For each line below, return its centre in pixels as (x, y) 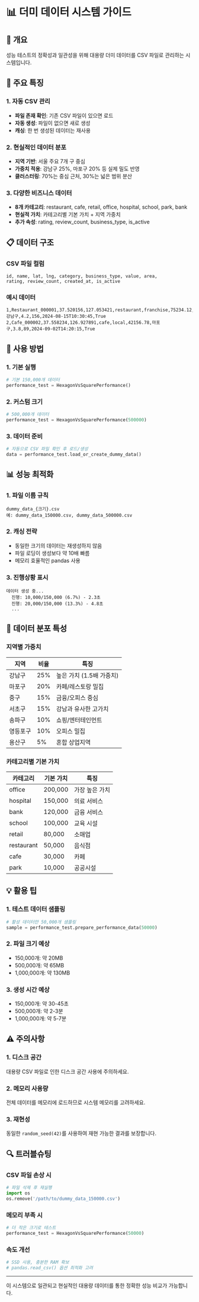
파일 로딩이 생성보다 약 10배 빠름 (52, 553)
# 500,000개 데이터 (28, 414)
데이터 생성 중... (25, 591)
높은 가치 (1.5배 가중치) (87, 675)
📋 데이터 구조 (30, 242)
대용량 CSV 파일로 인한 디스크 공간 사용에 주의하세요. (68, 1071)
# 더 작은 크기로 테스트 (31, 1228)
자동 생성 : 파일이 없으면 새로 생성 (52, 123)
